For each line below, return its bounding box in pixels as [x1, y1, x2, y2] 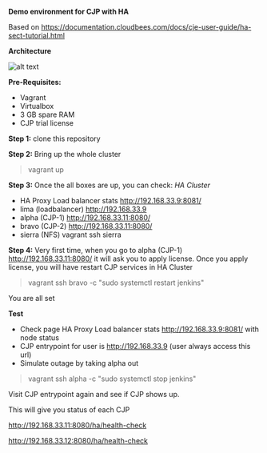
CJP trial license [19, 118, 74, 127]
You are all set [8, 294, 55, 303]
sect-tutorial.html [8, 31, 66, 40]
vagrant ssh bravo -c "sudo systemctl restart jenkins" [27, 278, 205, 287]
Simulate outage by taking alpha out [19, 359, 139, 367]
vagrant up [27, 165, 64, 174]
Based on [8, 22, 40, 31]
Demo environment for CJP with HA [8, 7, 130, 16]
